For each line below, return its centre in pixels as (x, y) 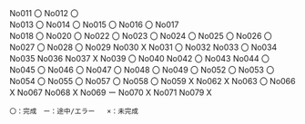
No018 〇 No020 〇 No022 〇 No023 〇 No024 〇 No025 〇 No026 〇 (141, 36)
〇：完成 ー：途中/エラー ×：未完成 (74, 111)
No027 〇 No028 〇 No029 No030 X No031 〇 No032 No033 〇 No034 (143, 47)
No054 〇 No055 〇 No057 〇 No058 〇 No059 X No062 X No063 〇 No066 (152, 81)
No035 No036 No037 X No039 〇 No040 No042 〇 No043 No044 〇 (140, 58)
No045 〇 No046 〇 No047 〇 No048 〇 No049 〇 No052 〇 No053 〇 (142, 70)
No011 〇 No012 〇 (44, 13)
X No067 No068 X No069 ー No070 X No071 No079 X (111, 92)
